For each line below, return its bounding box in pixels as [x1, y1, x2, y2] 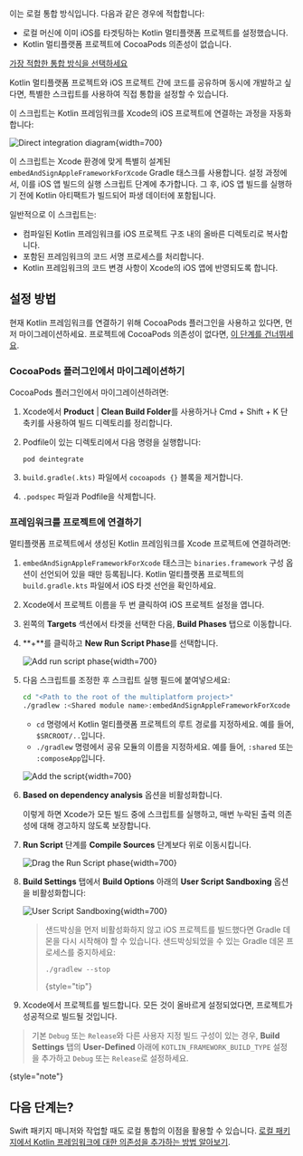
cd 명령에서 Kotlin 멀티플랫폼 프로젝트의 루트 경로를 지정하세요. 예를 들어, [35, 718, 294, 730]
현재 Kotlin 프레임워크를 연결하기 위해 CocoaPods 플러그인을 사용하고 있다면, [9, 317, 283, 328]
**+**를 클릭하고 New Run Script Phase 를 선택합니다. [22, 638, 219, 649]
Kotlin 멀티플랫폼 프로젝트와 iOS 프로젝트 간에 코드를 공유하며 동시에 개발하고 [9, 77, 282, 88]
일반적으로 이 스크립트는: [9, 209, 97, 219]
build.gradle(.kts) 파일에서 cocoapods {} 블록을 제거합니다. [22, 472, 243, 483]
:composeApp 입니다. [35, 753, 106, 764]
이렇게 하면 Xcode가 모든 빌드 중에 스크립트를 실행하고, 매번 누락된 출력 [22, 809, 276, 820]
